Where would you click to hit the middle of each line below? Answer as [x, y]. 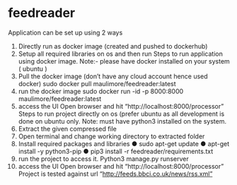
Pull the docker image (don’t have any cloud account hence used [113, 76]
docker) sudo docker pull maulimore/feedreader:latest [97, 83]
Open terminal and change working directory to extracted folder [111, 136]
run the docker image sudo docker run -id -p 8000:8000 [101, 91]
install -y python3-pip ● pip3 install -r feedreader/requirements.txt [116, 151]
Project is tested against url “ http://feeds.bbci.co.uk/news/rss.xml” [115, 174]
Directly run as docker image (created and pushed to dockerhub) [113, 46]
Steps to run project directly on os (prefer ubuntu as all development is [121, 114]
